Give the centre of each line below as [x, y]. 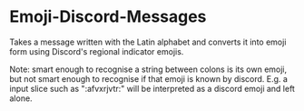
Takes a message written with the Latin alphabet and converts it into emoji [148, 42]
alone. [21, 98]
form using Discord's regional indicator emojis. [97, 51]
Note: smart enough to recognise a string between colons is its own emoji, [148, 69]
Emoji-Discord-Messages [108, 17]
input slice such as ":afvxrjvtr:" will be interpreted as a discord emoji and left [152, 88]
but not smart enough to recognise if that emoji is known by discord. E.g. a [149, 78]
